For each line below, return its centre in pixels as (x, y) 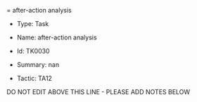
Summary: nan (38, 65)
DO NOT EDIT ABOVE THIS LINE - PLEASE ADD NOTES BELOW (99, 92)
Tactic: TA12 (34, 78)
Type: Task (33, 24)
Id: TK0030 (33, 51)
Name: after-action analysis (57, 37)
